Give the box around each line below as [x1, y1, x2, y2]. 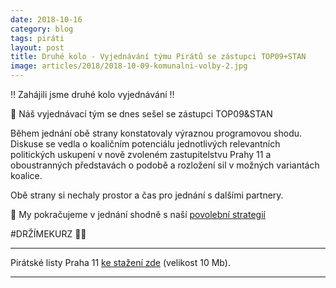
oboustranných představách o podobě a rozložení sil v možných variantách [10, 159, 320, 171]
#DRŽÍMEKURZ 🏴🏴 [10, 228, 87, 240]
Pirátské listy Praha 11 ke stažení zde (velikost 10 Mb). [10, 257, 231, 268]
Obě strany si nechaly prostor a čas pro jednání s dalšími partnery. [10, 189, 284, 201]
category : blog [10, 24, 74, 34]
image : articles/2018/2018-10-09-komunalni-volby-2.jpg [10, 61, 248, 71]
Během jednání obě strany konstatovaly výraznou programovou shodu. [10, 127, 303, 139]
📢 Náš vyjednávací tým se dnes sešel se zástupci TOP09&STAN [10, 108, 273, 120]
